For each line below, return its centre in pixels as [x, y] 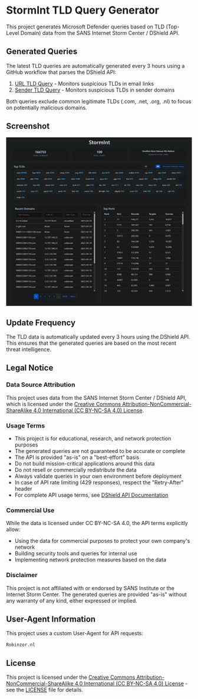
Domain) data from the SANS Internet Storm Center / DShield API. [100, 33]
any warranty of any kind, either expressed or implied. [72, 600]
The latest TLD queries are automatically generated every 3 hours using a [95, 66]
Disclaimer [22, 575]
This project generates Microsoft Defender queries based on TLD [85, 27]
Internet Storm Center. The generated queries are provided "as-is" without [97, 594]
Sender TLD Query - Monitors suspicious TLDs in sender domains [95, 90]
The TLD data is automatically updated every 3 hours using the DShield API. [98, 337]
